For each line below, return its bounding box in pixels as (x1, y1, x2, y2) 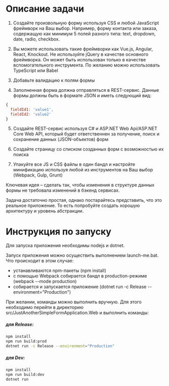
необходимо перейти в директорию (6, 304, 84, 310)
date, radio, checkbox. (13, 36, 60, 42)
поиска (13, 152, 29, 158)
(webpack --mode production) (13, 278, 77, 285)
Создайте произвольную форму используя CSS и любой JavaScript (13, 20, 159, 26)
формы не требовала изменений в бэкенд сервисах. (6, 187, 120, 193)
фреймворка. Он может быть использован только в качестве (13, 56, 146, 62)
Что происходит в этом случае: (6, 258, 74, 264)
